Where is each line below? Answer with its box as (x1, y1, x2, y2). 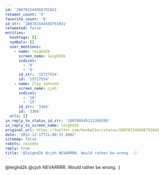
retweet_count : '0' (5, 12, 46, 17)
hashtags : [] (9, 35, 37, 40)
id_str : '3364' (18, 104, 50, 109)
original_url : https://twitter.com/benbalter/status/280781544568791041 (5, 127, 160, 132)
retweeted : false (5, 26, 41, 31)
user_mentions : (9, 44, 41, 49)
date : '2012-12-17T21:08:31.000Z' (5, 132, 77, 137)
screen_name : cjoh (18, 86, 57, 91)
